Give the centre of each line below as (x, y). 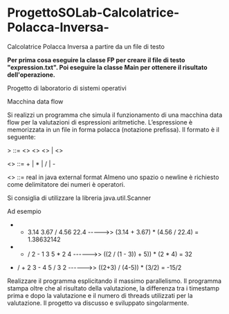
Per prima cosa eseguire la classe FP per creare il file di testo (96, 59)
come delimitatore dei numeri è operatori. (66, 184)
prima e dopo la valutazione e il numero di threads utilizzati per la (100, 295)
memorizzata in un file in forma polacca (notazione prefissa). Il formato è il (113, 129)
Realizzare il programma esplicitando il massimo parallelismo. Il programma (114, 281)
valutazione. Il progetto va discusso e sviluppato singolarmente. (98, 303)
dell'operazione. (31, 75)
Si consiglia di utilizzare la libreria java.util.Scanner (79, 198)
